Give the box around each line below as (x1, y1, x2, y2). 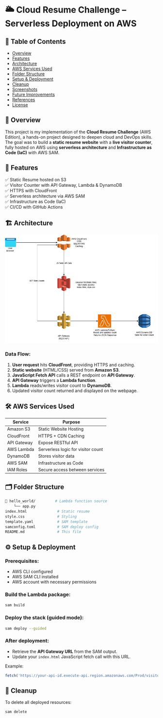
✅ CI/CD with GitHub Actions (5, 204, 63, 210)
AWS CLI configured (12, 569, 53, 574)
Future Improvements (12, 91, 55, 97)
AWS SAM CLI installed (12, 574, 59, 580)
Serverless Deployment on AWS (5, 18, 137, 29)
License (12, 102, 28, 108)
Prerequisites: (5, 557, 39, 564)
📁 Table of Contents (5, 37, 66, 46)
